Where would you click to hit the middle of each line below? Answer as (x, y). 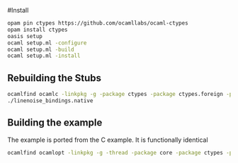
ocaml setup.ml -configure (47, 43)
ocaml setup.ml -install (44, 56)
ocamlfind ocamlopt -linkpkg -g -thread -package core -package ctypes (115, 152)
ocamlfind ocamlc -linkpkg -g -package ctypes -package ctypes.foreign (115, 95)
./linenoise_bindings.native (50, 101)
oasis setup (25, 36)
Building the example (55, 123)
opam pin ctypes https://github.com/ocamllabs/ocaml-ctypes (98, 23)
